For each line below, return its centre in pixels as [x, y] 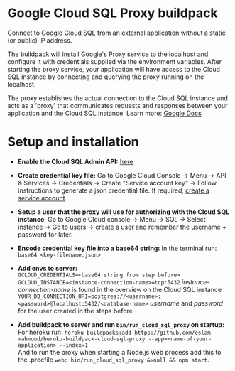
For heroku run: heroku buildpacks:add [75, 332]
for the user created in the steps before [75, 311]
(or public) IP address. [40, 40]
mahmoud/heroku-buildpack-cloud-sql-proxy [81, 339]
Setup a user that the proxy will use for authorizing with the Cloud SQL [124, 212]
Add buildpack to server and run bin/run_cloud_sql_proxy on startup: [121, 324]
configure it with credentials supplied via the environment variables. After [115, 61]
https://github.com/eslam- [174, 333]
